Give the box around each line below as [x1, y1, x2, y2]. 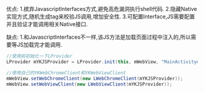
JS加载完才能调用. [16, 41, 63, 48]
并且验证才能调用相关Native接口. [6, 21, 88, 27]
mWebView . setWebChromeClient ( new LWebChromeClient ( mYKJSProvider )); [6, 75, 183, 81]
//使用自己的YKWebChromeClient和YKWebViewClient [6, 69, 126, 76]
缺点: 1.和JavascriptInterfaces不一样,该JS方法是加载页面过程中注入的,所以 [6, 33, 191, 41]
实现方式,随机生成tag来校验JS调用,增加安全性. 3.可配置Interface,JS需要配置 [6, 13, 195, 20]
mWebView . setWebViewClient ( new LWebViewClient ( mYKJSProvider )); [6, 81, 172, 87]
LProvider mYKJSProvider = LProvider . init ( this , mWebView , [6, 58, 159, 65]
